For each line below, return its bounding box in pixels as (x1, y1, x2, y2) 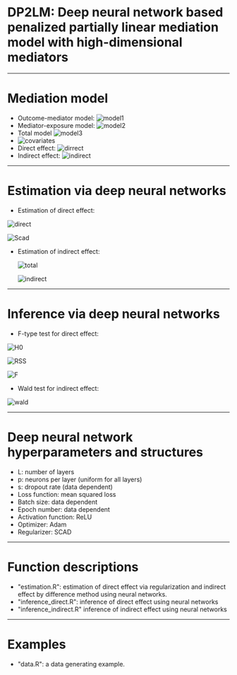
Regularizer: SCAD (17, 527, 72, 536)
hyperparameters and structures (7, 444, 203, 460)
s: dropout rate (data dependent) (17, 482, 113, 491)
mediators (7, 49, 68, 66)
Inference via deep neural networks (7, 306, 221, 322)
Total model (17, 129, 52, 137)
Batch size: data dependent (17, 498, 98, 506)
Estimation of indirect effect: (17, 247, 100, 255)
